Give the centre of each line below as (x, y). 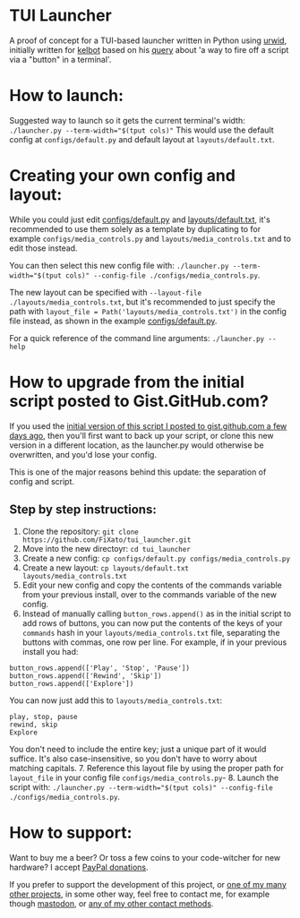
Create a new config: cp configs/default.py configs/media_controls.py (156, 558)
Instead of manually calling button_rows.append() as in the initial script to (157, 613)
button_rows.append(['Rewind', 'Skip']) (86, 676)
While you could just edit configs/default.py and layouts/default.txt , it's (140, 219)
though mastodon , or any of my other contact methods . (111, 903)
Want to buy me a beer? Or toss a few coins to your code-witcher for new (145, 857)
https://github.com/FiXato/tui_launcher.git (107, 540)
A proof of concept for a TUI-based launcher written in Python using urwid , (148, 40)
